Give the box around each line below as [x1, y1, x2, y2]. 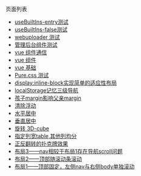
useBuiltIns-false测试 [14, 26, 68, 33]
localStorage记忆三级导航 [14, 87, 78, 94]
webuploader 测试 [14, 33, 60, 41]
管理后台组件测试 [14, 41, 58, 48]
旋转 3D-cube [14, 125, 49, 132]
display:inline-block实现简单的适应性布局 [14, 79, 117, 86]
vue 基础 [14, 64, 37, 71]
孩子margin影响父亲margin [14, 94, 81, 102]
